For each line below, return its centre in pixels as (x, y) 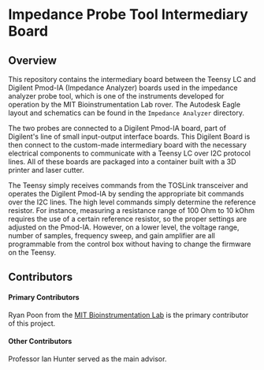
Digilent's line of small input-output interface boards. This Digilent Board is (129, 136)
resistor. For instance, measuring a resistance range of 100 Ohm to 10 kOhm (131, 210)
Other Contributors (40, 342)
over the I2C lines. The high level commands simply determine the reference (132, 202)
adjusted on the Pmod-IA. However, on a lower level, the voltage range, (124, 227)
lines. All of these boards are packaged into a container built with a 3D (122, 162)
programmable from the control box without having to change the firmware (130, 244)
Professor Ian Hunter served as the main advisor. (87, 359)
